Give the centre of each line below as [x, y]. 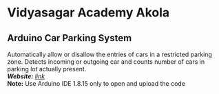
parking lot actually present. [47, 69]
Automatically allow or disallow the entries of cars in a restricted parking [109, 54]
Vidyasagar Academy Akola [88, 13]
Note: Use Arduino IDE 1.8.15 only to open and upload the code [96, 83]
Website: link [26, 76]
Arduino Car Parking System [70, 38]
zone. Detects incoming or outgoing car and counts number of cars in [106, 62]
